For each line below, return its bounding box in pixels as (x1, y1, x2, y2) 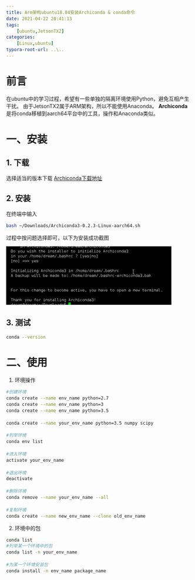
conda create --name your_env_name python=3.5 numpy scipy (6, 420, 154, 426)
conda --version (6, 334, 46, 341)
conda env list (6, 439, 43, 445)
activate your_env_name (6, 457, 65, 463)
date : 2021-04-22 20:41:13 (6, 15, 72, 22)
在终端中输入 (6, 210, 37, 217)
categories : (6, 34, 35, 41)
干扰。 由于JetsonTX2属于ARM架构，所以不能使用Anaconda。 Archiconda (6, 102, 188, 109)
